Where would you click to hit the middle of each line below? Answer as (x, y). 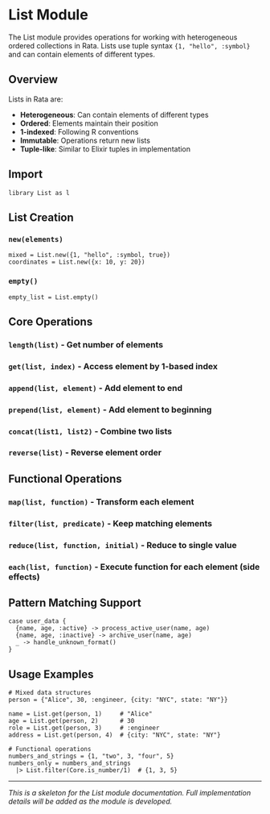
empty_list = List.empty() (53, 297)
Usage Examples (51, 674)
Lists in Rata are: (36, 99)
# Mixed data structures (50, 693)
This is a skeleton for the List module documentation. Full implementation (130, 793)
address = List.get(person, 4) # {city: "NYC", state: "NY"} (115, 735)
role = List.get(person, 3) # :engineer (84, 728)
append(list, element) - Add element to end (96, 388)
